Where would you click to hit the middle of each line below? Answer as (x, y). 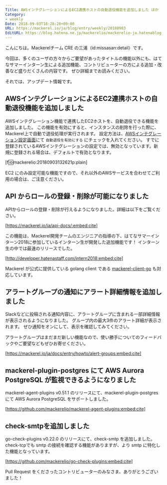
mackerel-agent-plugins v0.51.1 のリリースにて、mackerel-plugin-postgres (82, 393)
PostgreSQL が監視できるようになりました (71, 380)
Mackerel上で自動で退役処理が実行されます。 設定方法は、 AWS (70, 133)
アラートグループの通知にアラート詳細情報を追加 (80, 292)
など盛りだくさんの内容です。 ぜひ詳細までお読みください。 (71, 71)
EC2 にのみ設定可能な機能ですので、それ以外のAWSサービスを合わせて (78, 173)
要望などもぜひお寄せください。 (55, 344)
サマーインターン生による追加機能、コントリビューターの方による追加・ (83, 65)
